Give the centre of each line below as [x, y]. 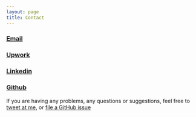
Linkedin [19, 72]
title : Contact [25, 18]
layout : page [23, 12]
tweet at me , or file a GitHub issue [49, 107]
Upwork [18, 55]
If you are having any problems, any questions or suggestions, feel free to [98, 101]
